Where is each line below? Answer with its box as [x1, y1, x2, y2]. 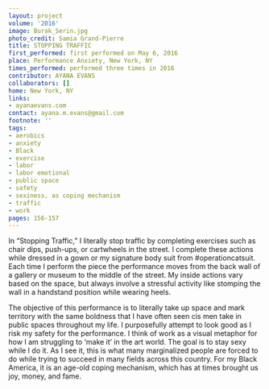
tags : [8, 124, 27, 132]
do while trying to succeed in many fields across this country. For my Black [8, 354, 258, 364]
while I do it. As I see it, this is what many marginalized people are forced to [8, 346, 259, 355]
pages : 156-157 [8, 214, 60, 222]
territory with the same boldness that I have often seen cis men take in [8, 312, 242, 321]
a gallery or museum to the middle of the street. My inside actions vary [8, 271, 243, 280]
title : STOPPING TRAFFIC [8, 42, 92, 50]
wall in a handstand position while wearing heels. [8, 288, 172, 297]
